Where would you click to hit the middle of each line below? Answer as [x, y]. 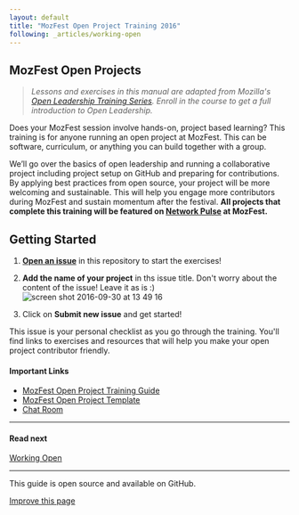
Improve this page [42, 501]
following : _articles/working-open [75, 34]
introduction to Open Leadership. [92, 110]
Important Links [39, 371]
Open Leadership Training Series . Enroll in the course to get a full [151, 101]
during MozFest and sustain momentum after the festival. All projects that [145, 202]
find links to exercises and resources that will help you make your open [139, 341]
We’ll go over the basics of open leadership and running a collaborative [140, 164]
